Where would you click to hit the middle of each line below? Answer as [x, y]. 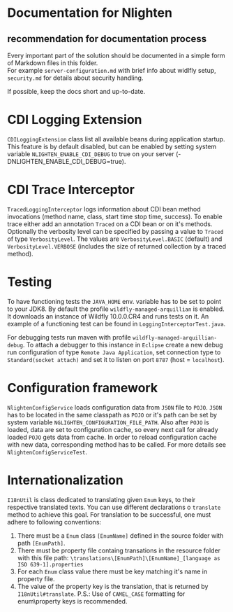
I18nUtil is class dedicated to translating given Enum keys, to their [102, 499]
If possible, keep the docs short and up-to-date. [76, 91]
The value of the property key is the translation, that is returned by [113, 586]
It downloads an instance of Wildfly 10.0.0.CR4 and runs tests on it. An [108, 316]
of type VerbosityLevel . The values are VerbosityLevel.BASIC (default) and [115, 239]
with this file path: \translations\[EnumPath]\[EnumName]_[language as [119, 557]
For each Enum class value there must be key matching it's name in [112, 571]
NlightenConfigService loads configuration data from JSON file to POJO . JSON [115, 407]
